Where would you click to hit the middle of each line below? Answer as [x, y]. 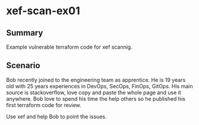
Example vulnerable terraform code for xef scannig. [69, 47]
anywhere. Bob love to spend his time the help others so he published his [96, 98]
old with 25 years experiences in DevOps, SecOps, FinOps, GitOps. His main [99, 86]
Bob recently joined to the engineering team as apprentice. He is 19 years [96, 80]
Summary [25, 33]
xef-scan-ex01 [43, 11]
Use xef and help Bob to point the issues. [56, 116]
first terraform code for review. [44, 105]
